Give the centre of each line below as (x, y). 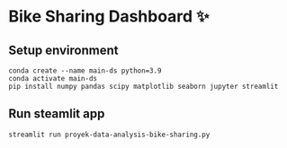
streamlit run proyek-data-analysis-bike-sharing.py (109, 135)
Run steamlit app (57, 114)
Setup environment (63, 50)
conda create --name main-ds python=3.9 (85, 71)
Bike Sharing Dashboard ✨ (109, 17)
